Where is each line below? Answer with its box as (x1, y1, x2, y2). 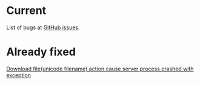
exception (6, 71, 32, 79)
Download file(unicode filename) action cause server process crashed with (6, 65, 194, 72)
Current (6, 4, 47, 18)
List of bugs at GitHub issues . (6, 24, 80, 31)
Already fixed (6, 45, 76, 59)
